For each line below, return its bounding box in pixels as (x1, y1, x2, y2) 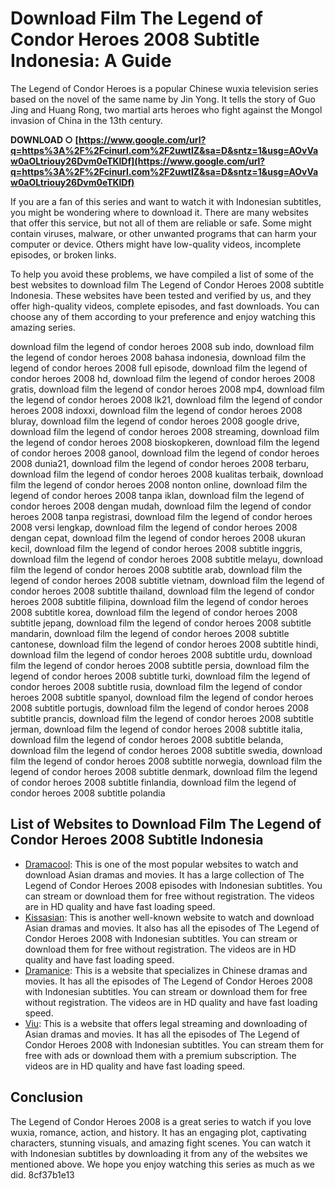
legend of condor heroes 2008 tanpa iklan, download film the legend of (10, 489, 305, 501)
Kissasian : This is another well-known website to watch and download (24, 911, 315, 923)
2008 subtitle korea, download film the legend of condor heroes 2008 (10, 606, 298, 618)
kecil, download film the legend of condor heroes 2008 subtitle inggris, (10, 542, 303, 554)
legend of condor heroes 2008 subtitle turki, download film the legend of (10, 670, 311, 682)
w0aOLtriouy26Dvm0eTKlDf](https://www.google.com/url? (10, 155, 266, 167)
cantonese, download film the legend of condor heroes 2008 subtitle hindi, (10, 638, 319, 650)
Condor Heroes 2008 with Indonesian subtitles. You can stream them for (24, 1038, 325, 1051)
